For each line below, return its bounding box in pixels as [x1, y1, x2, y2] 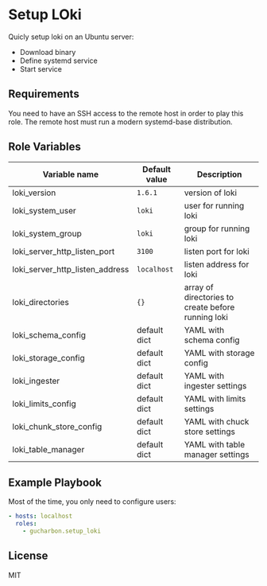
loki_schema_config [12, 329, 86, 340]
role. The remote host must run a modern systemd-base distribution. [8, 117, 233, 127]
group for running [184, 223, 250, 234]
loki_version [12, 187, 56, 198]
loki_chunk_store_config [12, 420, 103, 432]
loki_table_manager [12, 443, 85, 455]
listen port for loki [184, 245, 250, 256]
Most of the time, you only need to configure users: [8, 497, 176, 506]
